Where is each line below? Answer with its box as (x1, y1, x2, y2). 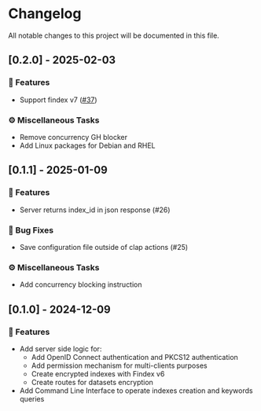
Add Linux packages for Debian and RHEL (19, 141, 156, 150)
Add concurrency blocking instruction (19, 280, 143, 289)
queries (19, 394, 45, 403)
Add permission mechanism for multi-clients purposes (31, 361, 208, 370)
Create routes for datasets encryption (31, 377, 153, 387)
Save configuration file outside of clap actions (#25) (19, 242, 189, 251)
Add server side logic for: (19, 343, 102, 354)
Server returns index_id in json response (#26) (19, 205, 171, 215)
